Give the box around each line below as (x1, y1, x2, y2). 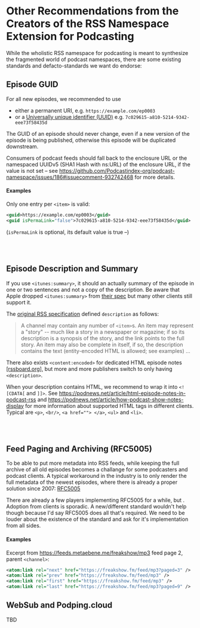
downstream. (6, 142, 39, 150)
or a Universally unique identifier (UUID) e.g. (14, 113, 124, 120)
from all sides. (6, 522, 41, 529)
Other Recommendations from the (6, 4, 179, 18)
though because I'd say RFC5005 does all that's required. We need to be (6, 510, 185, 517)
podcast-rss (6, 396, 36, 403)
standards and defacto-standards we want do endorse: (6, 62, 142, 69)
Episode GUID (6, 80, 59, 90)
